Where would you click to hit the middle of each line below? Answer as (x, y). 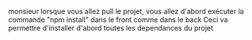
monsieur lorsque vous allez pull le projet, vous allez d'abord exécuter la (126, 11)
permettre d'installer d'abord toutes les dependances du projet (111, 28)
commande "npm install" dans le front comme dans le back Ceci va (118, 20)
